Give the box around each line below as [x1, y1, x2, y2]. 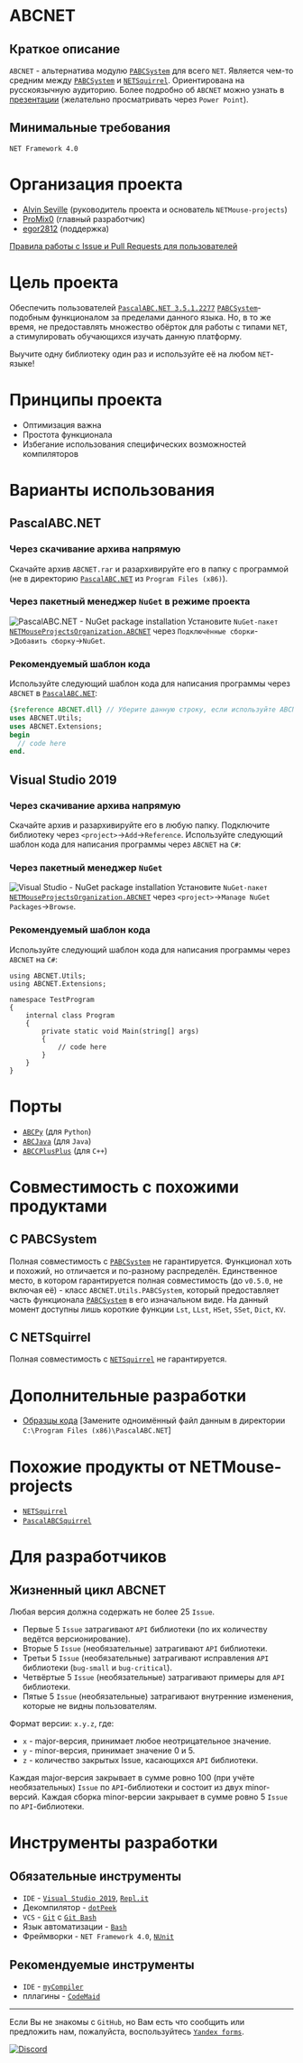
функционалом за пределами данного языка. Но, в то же [50, 311, 271, 322]
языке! [9, 358, 35, 368]
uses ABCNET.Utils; [9, 713, 83, 722]
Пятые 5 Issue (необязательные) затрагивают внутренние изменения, [22, 1691, 294, 1702]
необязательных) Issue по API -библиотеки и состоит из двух [9, 1782, 243, 1793]
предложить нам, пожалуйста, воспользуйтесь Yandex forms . [9, 2026, 245, 2037]
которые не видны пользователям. [22, 1701, 158, 1712]
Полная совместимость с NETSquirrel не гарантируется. [9, 1353, 227, 1364]
